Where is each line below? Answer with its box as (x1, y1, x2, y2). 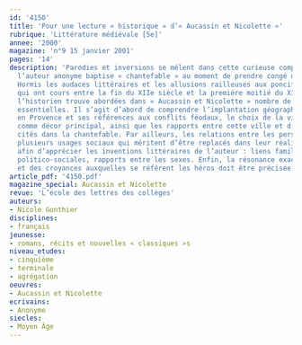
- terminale (9, 264, 54, 273)
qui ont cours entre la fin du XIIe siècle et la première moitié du (17, 88, 283, 97)
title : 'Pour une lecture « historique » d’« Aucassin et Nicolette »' (9, 22, 283, 31)
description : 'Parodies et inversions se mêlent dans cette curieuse (9, 64, 276, 73)
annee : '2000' (9, 38, 63, 48)
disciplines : (9, 213, 58, 223)
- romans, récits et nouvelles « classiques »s (9, 239, 191, 248)
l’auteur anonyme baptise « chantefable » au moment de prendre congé (17, 72, 288, 81)
